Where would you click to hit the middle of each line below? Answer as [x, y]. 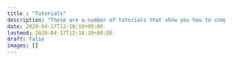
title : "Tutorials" [37, 13]
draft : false [26, 39]
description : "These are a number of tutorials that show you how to [109, 20]
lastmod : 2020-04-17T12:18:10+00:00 [60, 33]
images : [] [23, 46]
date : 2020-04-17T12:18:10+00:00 [55, 26]
